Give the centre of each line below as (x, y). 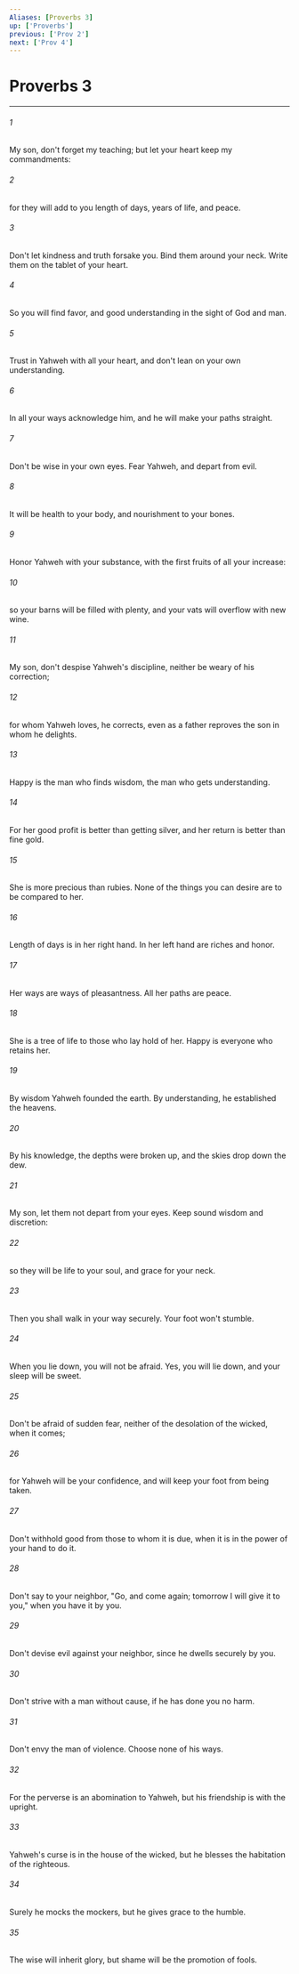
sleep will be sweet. (45, 1376)
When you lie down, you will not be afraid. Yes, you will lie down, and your (145, 1366)
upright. (24, 1807)
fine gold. (27, 840)
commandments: (40, 159)
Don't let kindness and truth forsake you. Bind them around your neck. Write (149, 255)
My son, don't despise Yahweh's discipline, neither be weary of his (132, 667)
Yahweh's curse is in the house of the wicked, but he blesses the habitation (148, 1854)
